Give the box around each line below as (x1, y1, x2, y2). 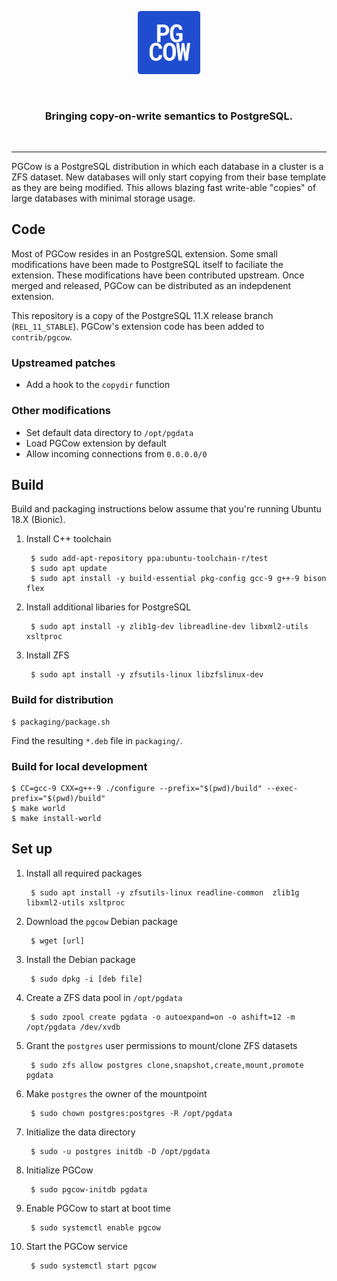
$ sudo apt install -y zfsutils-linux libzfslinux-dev (30, 670, 264, 680)
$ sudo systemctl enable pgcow (30, 1222, 161, 1233)
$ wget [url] (30, 936, 85, 946)
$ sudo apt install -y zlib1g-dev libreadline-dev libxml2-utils (30, 622, 309, 632)
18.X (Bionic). (11, 514, 66, 526)
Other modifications (11, 404, 111, 418)
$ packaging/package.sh (11, 717, 111, 727)
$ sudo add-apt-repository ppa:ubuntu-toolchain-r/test (30, 554, 269, 564)
